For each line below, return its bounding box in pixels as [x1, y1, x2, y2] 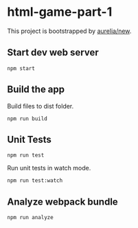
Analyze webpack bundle [7, 196, 118, 207]
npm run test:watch [7, 177, 63, 184]
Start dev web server [7, 47, 100, 58]
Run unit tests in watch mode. [7, 164, 91, 172]
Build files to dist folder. [7, 102, 74, 110]
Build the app [7, 84, 65, 95]
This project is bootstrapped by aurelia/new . [7, 27, 132, 35]
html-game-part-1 [7, 4, 113, 20]
